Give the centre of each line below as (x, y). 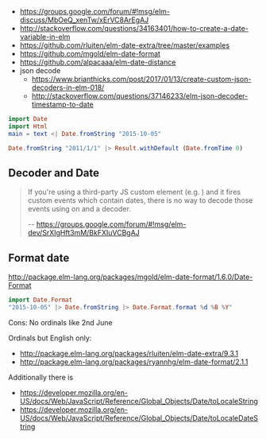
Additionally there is (41, 377)
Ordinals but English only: (50, 338)
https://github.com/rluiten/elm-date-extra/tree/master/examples (125, 45)
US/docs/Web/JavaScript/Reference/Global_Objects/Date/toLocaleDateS (139, 418)
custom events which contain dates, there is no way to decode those (140, 200)
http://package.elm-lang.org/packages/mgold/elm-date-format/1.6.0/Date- (131, 277)
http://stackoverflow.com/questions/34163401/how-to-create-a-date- (134, 28)
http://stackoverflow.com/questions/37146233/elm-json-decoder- (140, 96)
